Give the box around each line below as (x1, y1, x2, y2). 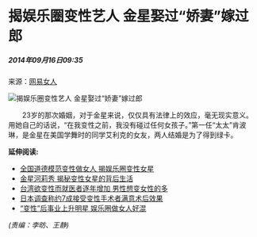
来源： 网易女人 (8, 77, 57, 86)
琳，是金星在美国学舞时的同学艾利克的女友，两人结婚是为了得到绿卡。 (8, 130, 238, 140)
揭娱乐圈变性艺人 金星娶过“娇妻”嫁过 (8, 7, 249, 25)
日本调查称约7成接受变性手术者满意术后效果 (19, 193, 163, 203)
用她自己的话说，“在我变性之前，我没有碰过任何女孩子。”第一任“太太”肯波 (8, 120, 247, 130)
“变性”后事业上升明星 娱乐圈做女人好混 (19, 204, 147, 213)
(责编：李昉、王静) (8, 220, 70, 230)
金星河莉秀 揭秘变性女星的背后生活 (19, 174, 133, 183)
